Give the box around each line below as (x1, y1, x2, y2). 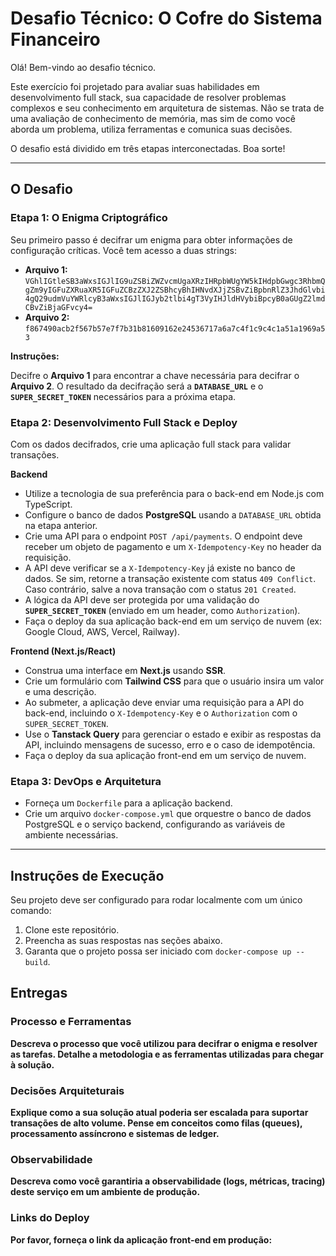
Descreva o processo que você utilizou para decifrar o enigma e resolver (10, 1037, 318, 1049)
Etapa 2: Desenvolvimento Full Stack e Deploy (10, 415, 238, 429)
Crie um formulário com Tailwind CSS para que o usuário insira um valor (24, 675, 325, 687)
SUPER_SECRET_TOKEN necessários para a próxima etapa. (10, 390, 237, 402)
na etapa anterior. (24, 519, 98, 531)
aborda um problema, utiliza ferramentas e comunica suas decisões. (10, 123, 293, 135)
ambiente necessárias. (24, 829, 119, 841)
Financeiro (10, 28, 101, 51)
